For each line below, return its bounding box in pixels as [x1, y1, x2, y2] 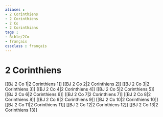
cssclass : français [5, 44, 47, 48]
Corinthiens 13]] [5, 107, 38, 113]
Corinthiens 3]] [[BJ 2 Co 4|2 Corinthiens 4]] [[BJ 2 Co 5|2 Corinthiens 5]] [5, 86, 155, 92]
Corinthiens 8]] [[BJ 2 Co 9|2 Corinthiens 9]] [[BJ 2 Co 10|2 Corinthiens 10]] [5, 96, 158, 102]
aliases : [5, 7, 25, 12]
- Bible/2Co [5, 35, 29, 40]
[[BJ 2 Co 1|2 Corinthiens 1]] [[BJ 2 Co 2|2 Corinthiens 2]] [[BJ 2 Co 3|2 [5, 81, 150, 87]
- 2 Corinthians [5, 25, 38, 30]
